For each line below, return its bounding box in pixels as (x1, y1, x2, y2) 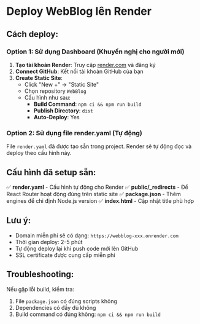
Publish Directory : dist (33, 106, 93, 114)
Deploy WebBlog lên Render (6, 4, 152, 18)
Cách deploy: (6, 29, 58, 39)
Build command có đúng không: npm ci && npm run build (15, 310, 161, 318)
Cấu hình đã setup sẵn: (6, 167, 96, 178)
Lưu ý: (6, 215, 31, 226)
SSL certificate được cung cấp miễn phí (15, 251, 115, 259)
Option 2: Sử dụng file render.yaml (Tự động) (6, 128, 142, 137)
